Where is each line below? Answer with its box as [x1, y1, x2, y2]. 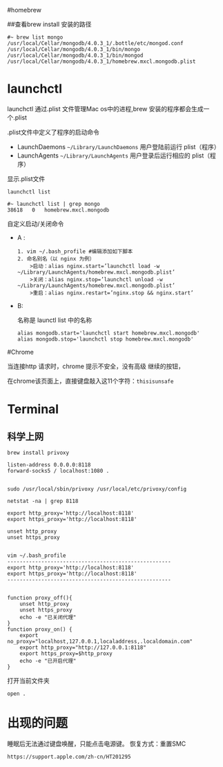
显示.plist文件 [7, 174, 46, 182]
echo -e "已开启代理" [19, 657, 77, 664]
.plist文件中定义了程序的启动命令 [7, 128, 100, 136]
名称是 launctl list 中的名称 [17, 316, 93, 324]
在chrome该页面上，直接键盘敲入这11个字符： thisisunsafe [7, 377, 174, 385]
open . [7, 690, 26, 697]
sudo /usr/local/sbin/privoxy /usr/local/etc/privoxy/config [7, 485, 187, 493]
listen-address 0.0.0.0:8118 [7, 461, 91, 468]
